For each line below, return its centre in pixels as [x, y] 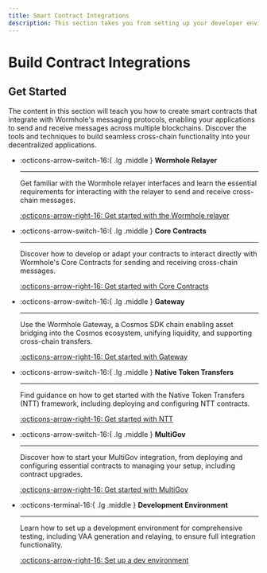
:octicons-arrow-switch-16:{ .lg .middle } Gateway [102, 301]
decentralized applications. [52, 145]
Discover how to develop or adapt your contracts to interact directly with [138, 253]
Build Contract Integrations [99, 62]
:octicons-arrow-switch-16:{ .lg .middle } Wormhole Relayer [118, 160]
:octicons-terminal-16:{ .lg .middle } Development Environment [124, 505]
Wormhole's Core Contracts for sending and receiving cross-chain [129, 262]
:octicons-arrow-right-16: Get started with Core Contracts [114, 286]
